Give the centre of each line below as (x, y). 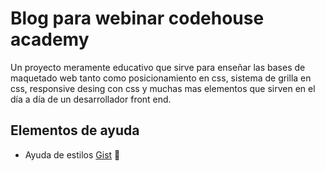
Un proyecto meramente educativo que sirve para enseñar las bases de (158, 67)
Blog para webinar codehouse (137, 18)
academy (50, 39)
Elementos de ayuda (75, 130)
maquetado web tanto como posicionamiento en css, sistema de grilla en (161, 78)
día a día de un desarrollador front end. (91, 99)
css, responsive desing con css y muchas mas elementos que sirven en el (163, 88)
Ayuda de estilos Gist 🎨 (72, 154)
